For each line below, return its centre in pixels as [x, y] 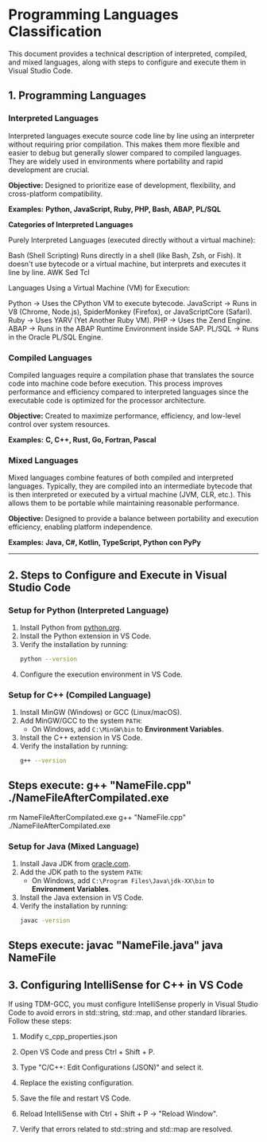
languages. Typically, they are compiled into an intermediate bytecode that [130, 486]
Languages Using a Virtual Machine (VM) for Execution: [99, 288]
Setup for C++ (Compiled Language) [80, 695]
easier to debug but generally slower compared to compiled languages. [125, 152]
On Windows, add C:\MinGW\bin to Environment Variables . [128, 729]
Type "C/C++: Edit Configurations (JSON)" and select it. [112, 1067]
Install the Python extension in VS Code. [85, 636]
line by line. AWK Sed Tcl [49, 272]
